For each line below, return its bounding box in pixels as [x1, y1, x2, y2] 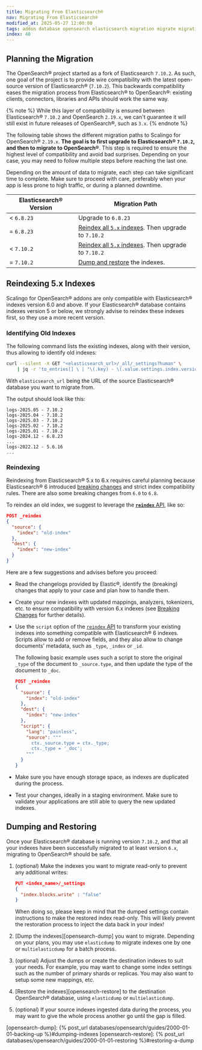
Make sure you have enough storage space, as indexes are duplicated [14, 773, 189, 780]
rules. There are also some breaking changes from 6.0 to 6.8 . [6, 490, 158, 497]
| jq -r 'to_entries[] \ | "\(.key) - [17, 366, 114, 372]
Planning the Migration [6, 54, 94, 64]
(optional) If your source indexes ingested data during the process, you [14, 1006, 191, 1013]
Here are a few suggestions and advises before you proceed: [6, 568, 158, 576]
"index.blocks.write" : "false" [20, 891, 102, 897]
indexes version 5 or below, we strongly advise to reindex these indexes [6, 307, 185, 314]
